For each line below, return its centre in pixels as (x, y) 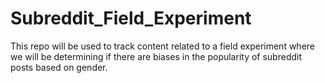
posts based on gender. (59, 67)
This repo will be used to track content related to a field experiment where (162, 46)
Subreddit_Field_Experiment (131, 18)
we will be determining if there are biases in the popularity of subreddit (156, 56)
